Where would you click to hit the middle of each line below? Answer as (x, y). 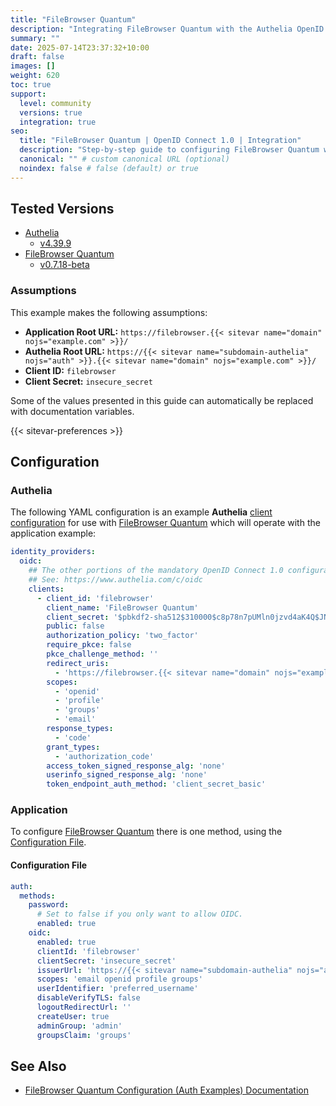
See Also (38, 1066)
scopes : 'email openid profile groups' (119, 979)
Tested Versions (62, 209)
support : (28, 94)
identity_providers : (53, 552)
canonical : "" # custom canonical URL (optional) (124, 159)
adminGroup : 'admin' (79, 1026)
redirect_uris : (78, 663)
